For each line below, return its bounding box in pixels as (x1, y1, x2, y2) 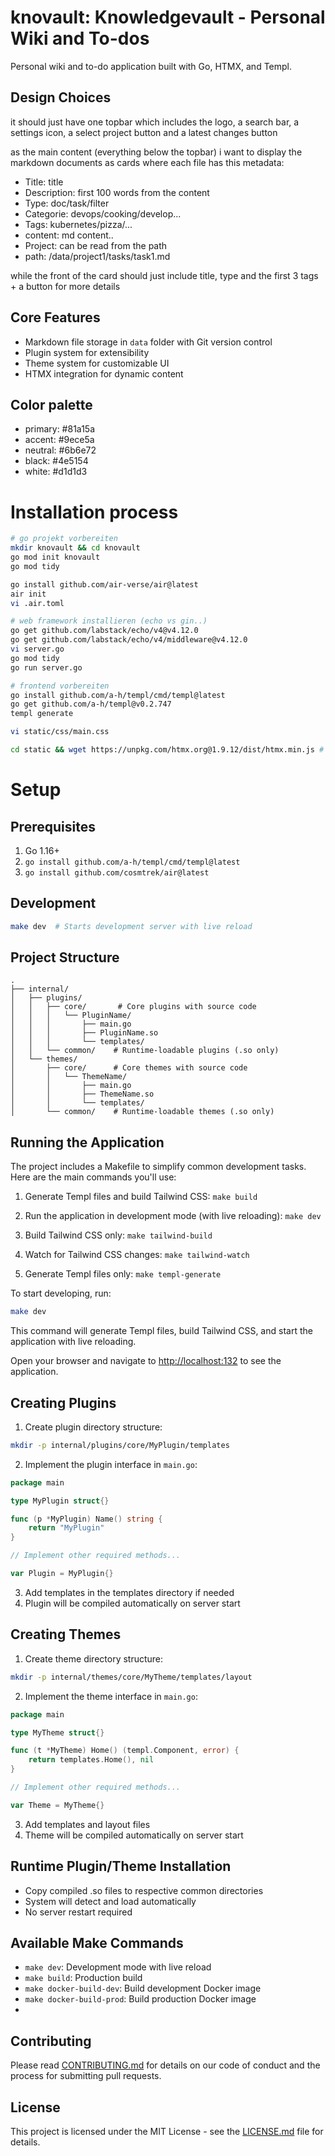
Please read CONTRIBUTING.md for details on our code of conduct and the (10, 2059, 321, 2071)
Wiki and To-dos (10, 27, 150, 50)
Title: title (24, 176, 64, 188)
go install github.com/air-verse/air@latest (10, 579, 199, 590)
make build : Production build (24, 1972, 143, 1984)
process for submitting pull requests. (10, 2070, 162, 2082)
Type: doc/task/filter (24, 197, 110, 209)
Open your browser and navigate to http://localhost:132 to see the (10, 1355, 282, 1367)
